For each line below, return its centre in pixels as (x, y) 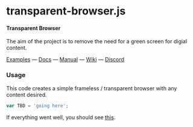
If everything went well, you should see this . (61, 117)
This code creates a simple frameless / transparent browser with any (92, 88)
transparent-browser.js (66, 11)
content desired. (27, 94)
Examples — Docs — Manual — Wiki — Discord (65, 60)
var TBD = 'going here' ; (37, 106)
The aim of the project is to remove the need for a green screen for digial (97, 42)
